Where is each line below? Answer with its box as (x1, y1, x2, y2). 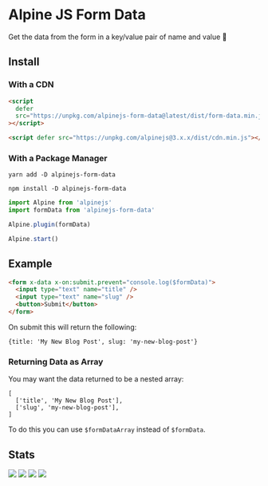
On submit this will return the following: (8, 322, 137, 332)
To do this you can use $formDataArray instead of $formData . (8, 425, 206, 434)
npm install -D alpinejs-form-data (8, 185, 127, 193)
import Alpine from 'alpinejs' (8, 199, 112, 207)
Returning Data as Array (8, 356, 104, 367)
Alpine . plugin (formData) (8, 221, 91, 229)
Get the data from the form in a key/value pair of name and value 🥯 (8, 32, 227, 41)
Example (8, 257, 53, 271)
